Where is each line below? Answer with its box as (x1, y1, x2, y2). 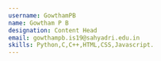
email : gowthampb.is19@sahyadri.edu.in (8, 33, 140, 42)
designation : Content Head (8, 26, 98, 34)
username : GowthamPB (8, 11, 77, 20)
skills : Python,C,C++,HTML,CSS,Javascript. (8, 41, 155, 49)
